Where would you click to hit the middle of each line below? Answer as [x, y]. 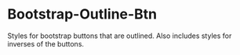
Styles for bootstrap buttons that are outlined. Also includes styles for [120, 36]
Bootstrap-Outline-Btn [82, 14]
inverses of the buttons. [45, 43]
